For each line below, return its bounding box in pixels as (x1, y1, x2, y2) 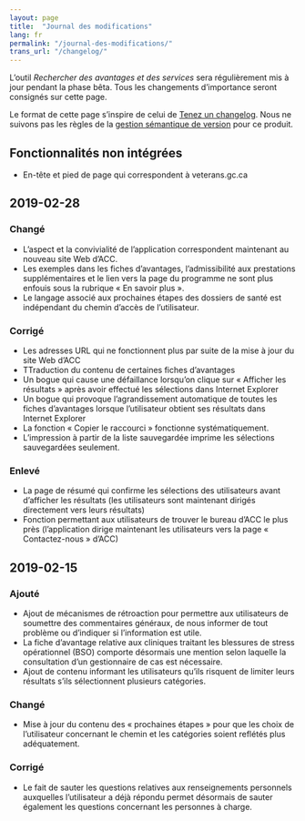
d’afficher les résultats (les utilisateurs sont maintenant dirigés (22, 495, 257, 506)
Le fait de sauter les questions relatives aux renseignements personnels (22, 782, 293, 793)
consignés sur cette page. (9, 92, 107, 103)
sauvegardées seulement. (22, 441, 120, 452)
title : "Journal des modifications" (9, 22, 153, 31)
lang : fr (9, 30, 43, 39)
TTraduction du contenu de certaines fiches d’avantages (22, 364, 236, 375)
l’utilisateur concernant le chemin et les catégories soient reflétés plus (22, 729, 286, 740)
